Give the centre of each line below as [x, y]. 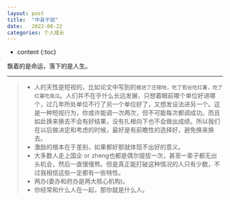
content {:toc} [37, 52]
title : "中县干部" [33, 20]
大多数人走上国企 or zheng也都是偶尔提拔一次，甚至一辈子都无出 [126, 155]
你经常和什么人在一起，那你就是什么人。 [91, 190]
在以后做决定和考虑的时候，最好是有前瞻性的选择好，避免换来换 [124, 130]
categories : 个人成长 [36, 33]
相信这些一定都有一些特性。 [85, 173]
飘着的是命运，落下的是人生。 [49, 66]
